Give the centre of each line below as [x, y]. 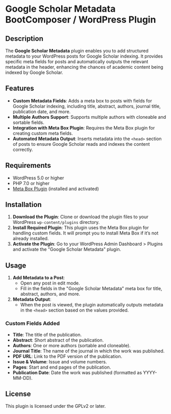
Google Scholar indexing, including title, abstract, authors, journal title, [87, 106]
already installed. [31, 239]
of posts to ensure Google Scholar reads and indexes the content [81, 144]
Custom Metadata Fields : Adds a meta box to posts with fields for [82, 100]
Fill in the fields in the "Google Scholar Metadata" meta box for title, [91, 289]
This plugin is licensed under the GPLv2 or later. [56, 406]
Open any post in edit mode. [50, 283]
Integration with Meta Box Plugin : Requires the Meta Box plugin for [84, 127]
